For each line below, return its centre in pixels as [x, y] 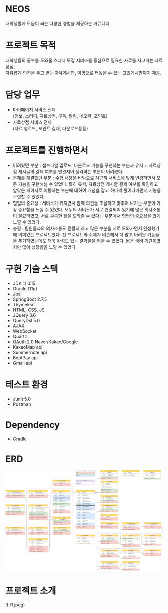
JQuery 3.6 [24, 315]
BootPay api [25, 358]
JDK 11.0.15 [24, 283]
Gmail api [22, 363]
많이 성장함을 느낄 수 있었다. [49, 247]
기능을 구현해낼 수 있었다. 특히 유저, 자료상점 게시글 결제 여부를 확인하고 [88, 184]
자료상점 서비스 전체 [32, 122]
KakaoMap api [27, 347]
